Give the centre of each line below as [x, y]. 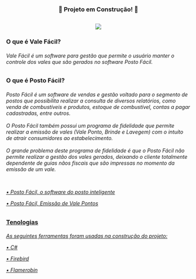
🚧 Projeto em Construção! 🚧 [98, 9]
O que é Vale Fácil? [34, 42]
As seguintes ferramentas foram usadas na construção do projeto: [87, 236]
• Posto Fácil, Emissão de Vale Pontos [52, 203]
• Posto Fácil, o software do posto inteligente [61, 192]
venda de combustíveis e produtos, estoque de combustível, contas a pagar [98, 107]
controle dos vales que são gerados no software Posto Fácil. [80, 62]
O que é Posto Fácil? [36, 80]
